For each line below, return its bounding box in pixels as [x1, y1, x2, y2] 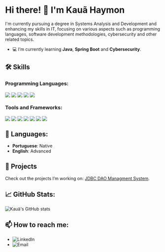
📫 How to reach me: [5, 221, 69, 229]
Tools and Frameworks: [5, 104, 63, 111]
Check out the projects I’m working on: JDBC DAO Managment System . [5, 175, 150, 181]
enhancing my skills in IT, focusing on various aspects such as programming [5, 26, 160, 31]
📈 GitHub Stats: [5, 190, 56, 199]
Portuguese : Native [12, 143, 53, 149]
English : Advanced [12, 148, 51, 154]
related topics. [5, 36, 34, 42]
